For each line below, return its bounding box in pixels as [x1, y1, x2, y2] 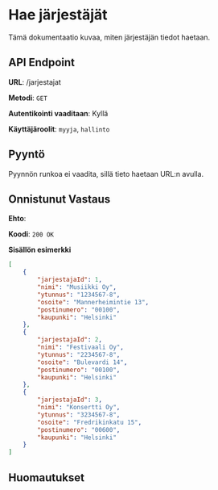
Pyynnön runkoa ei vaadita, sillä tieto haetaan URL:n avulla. [8, 169, 204, 178]
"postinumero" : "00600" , [37, 425, 121, 433]
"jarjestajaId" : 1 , [37, 276, 103, 284]
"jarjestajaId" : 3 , [37, 396, 103, 404]
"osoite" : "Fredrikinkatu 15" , [37, 418, 142, 426]
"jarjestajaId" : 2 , [37, 336, 103, 344]
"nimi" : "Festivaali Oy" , [37, 343, 125, 351]
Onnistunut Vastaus [8, 192, 111, 206]
